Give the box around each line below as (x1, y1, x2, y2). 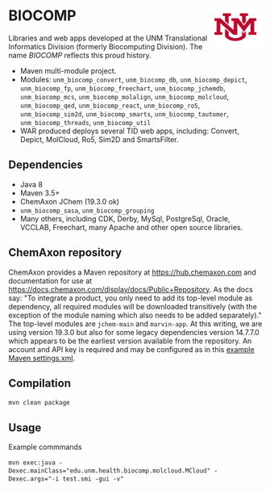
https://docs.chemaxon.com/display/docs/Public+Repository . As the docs (8, 284, 254, 294)
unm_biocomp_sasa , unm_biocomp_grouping (19, 205, 155, 215)
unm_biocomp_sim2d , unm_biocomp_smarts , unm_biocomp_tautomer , (19, 108, 230, 119)
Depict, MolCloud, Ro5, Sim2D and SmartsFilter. (19, 134, 179, 144)
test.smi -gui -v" (62, 475, 125, 483)
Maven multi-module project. (19, 65, 117, 75)
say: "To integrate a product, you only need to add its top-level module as (8, 293, 252, 303)
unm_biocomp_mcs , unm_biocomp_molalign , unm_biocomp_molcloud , (19, 91, 230, 101)
